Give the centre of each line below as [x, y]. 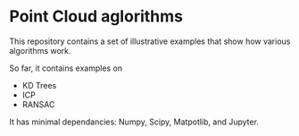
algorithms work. [40, 50]
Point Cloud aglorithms [96, 17]
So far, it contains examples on [66, 68]
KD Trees [39, 85]
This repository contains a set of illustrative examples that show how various [150, 41]
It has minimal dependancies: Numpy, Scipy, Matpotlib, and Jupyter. [134, 122]
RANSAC [38, 104]
